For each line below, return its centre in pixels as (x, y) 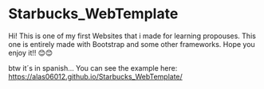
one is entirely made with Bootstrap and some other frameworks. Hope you (132, 44)
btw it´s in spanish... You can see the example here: (93, 68)
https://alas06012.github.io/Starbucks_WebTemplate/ (96, 76)
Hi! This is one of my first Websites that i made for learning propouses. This (132, 36)
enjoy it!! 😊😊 (31, 52)
